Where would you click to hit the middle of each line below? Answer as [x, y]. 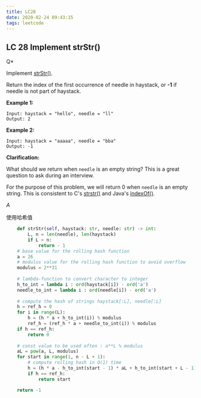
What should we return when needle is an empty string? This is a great [93, 169]
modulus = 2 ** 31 [37, 268]
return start [54, 379]
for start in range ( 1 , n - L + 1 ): [61, 357]
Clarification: [23, 158]
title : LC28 [21, 12]
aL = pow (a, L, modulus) [48, 351]
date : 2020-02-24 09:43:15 [40, 17]
